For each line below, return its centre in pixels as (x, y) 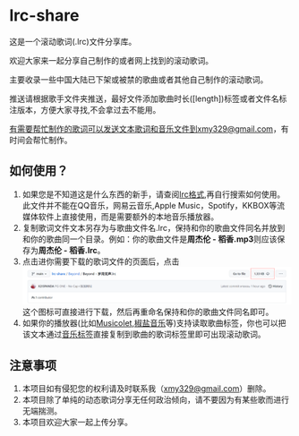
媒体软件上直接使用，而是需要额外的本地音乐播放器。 (120, 217)
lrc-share (44, 16)
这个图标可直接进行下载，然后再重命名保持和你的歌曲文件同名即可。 (148, 312)
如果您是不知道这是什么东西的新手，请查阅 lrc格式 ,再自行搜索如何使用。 (154, 194)
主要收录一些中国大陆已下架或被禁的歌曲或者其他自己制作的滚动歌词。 (139, 79)
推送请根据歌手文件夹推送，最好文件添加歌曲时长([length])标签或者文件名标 (148, 98)
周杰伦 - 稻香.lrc (68, 250)
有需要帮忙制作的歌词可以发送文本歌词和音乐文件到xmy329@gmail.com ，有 (149, 128)
